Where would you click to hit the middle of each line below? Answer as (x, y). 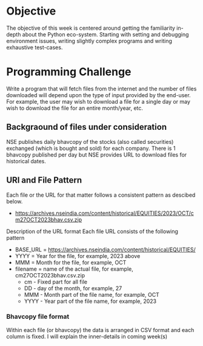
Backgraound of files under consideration (87, 127)
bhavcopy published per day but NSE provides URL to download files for (97, 154)
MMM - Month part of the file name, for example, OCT (92, 294)
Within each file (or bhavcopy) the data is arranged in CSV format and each (100, 330)
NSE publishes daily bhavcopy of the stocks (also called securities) (90, 141)
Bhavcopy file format (38, 317)
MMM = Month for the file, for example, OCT (71, 262)
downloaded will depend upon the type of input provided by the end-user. (98, 95)
